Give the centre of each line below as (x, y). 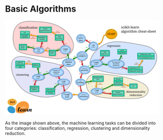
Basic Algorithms (41, 9)
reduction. (15, 133)
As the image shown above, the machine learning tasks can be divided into (81, 123)
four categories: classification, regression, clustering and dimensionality (78, 128)
